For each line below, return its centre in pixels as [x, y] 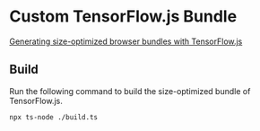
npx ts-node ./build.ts [54, 117]
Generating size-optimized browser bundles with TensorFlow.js [126, 41]
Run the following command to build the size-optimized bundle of [130, 91]
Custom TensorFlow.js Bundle [123, 17]
